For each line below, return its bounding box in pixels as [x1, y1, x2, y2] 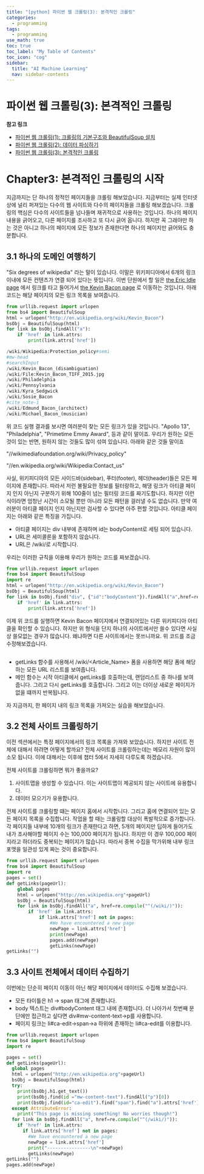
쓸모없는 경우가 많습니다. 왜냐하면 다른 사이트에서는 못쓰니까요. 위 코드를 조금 [12, 632, 196, 639]
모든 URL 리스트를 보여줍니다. [26, 666, 97, 673]
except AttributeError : [12, 1105, 72, 1111]
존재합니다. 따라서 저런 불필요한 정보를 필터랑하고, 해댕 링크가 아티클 [22, 482, 185, 489]
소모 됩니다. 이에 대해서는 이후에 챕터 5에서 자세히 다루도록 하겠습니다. [6, 753, 173, 761]
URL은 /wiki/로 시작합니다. [15, 540, 79, 548]
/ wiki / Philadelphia [6, 377, 56, 383]
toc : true [6, 43, 32, 49]
